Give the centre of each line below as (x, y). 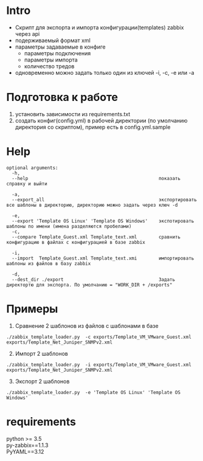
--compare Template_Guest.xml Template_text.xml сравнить (96, 237)
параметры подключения (57, 53)
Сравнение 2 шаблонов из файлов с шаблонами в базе (87, 325)
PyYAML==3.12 (25, 451)
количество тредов (49, 66)
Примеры (32, 309)
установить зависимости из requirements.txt (73, 114)
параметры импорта (51, 60)
